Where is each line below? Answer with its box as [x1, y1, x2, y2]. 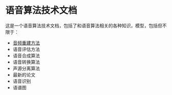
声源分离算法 [12, 65, 40, 72]
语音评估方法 [12, 46, 40, 52]
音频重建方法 [12, 39, 40, 46]
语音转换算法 [12, 59, 40, 65]
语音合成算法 [12, 52, 40, 59]
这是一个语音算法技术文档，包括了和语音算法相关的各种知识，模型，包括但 [5, 22, 162, 29]
